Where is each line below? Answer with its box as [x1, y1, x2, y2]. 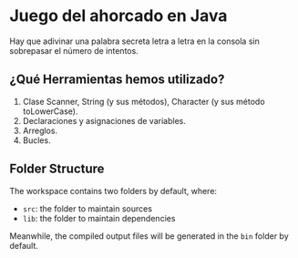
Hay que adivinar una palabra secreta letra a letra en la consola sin [9, 36, 260, 46]
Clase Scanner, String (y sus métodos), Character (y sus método [22, 96, 266, 107]
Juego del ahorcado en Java [9, 5, 228, 26]
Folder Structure [9, 161, 105, 177]
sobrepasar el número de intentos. [9, 45, 139, 56]
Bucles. [22, 134, 52, 146]
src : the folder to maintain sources [22, 202, 153, 214]
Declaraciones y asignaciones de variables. [22, 115, 187, 126]
